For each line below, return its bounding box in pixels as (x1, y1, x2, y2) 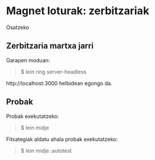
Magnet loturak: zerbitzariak (6, 4, 150, 18)
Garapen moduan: (6, 56, 50, 63)
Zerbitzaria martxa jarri (6, 41, 93, 51)
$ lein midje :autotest (20, 147, 72, 154)
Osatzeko (6, 24, 30, 31)
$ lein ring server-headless (20, 68, 87, 75)
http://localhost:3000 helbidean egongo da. (6, 79, 112, 87)
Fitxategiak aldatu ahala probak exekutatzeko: (6, 135, 118, 143)
